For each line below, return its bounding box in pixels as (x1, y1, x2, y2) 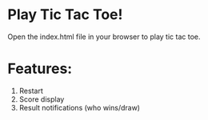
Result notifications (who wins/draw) (18, 103, 141, 112)
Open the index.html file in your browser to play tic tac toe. (7, 32, 201, 41)
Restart (18, 86, 43, 95)
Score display (18, 94, 65, 104)
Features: (7, 60, 73, 78)
